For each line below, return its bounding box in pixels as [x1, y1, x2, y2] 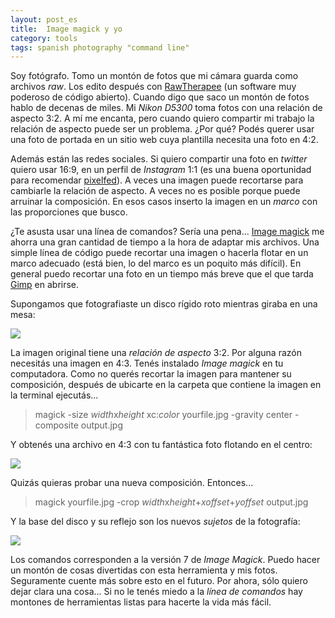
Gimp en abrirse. [10, 279, 80, 291]
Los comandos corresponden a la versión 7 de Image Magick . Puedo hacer [10, 554, 321, 566]
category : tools [10, 33, 78, 43]
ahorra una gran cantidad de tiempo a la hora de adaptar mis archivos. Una [10, 236, 320, 248]
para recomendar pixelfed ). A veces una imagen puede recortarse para [10, 174, 304, 186]
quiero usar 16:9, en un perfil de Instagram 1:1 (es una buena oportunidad [10, 164, 312, 176]
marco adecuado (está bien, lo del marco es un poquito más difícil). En [10, 257, 302, 270]
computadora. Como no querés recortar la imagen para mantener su [10, 368, 292, 380]
